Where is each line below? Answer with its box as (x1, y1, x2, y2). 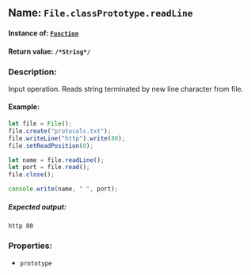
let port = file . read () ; (8, 164, 90, 171)
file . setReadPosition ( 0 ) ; (8, 141, 93, 149)
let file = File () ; (8, 120, 73, 128)
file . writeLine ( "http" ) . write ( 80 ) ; (8, 134, 126, 142)
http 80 (8, 222, 34, 230)
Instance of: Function (8, 28, 79, 38)
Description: (8, 66, 57, 77)
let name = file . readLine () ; (8, 156, 105, 164)
